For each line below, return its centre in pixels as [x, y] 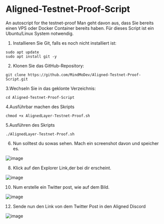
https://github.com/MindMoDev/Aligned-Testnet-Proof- [84, 75]
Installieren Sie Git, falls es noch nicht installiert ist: [65, 43]
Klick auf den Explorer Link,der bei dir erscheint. [62, 168]
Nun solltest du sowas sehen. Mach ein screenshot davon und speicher [86, 143]
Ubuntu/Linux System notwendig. [40, 33]
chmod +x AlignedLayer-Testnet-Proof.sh [48, 116]
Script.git [17, 79]
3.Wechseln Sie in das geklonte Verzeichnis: [51, 88]
